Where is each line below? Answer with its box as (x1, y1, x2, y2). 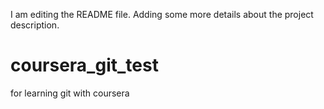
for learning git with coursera (10, 87, 130, 99)
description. (10, 19, 60, 31)
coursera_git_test (10, 54, 159, 77)
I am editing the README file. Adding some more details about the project (10, 9, 314, 20)
